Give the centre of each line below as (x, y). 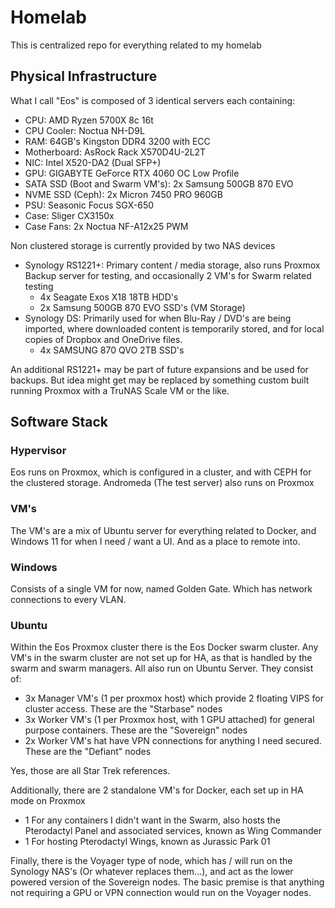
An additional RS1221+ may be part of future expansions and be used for (159, 369)
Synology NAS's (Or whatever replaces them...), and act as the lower (152, 872)
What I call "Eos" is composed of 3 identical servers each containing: (153, 100)
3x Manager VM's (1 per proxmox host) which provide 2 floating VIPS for (174, 698)
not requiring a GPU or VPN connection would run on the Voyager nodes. (161, 893)
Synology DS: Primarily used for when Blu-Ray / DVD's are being (158, 318)
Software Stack (59, 422)
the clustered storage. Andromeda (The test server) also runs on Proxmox (162, 483)
